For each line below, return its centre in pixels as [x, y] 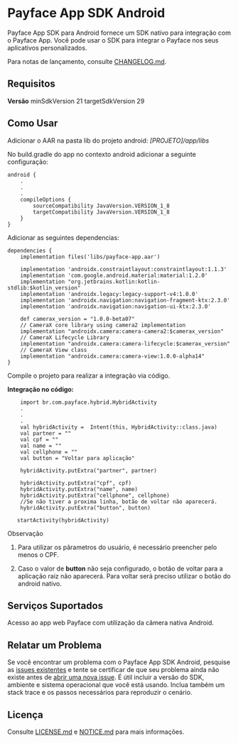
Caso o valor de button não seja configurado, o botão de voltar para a [120, 568]
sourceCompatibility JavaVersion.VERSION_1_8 [102, 206]
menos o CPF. [38, 554]
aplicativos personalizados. [47, 48]
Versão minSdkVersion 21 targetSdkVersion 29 [76, 101]
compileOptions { [46, 199]
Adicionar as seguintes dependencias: [63, 237]
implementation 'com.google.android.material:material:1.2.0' [114, 275]
